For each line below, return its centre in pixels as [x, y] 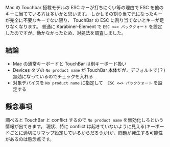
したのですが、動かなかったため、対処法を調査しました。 [66, 33]
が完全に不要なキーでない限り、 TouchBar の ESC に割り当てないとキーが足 [85, 20]
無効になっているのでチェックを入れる [53, 76]
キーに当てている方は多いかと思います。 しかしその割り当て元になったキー [84, 14]
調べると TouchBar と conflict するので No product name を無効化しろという [84, 120]
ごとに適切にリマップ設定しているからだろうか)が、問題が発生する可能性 [86, 133]
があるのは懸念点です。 [30, 139]
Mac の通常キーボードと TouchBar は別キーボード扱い [69, 64]
